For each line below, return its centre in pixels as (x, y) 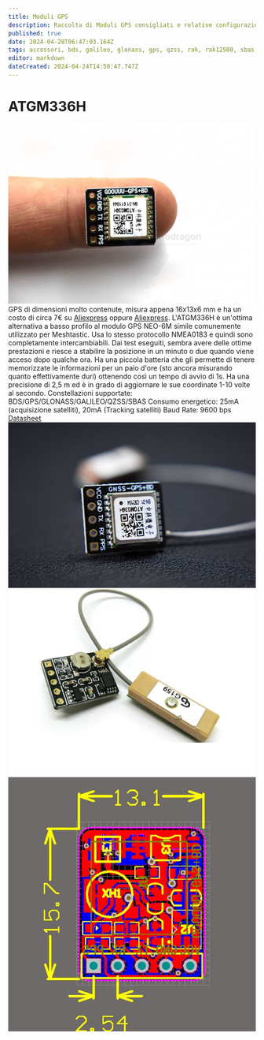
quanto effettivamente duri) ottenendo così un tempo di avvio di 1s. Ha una (129, 376)
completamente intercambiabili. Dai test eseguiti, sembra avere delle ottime (130, 342)
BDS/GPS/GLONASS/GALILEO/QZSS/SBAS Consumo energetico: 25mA (124, 401)
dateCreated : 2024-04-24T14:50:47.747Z (73, 67)
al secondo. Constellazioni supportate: (70, 393)
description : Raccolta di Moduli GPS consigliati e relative (110, 25)
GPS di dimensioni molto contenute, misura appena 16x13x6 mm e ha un (125, 309)
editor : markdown (37, 58)
